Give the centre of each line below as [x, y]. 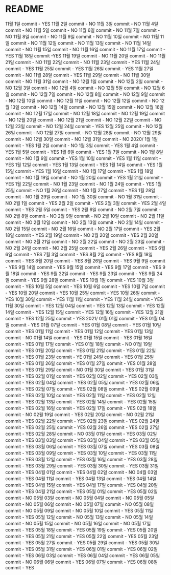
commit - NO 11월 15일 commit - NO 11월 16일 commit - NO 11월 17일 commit [84, 49]
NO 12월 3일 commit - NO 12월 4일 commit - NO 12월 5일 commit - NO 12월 [83, 88]
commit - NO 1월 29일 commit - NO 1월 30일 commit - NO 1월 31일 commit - [84, 197]
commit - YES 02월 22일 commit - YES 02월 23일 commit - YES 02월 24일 [82, 421]
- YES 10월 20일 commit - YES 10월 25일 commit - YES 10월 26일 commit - [83, 293]
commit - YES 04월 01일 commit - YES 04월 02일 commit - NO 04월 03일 [81, 472]
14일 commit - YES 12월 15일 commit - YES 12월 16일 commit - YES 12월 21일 [84, 312]
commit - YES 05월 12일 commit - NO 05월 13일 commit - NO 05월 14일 [79, 517]
